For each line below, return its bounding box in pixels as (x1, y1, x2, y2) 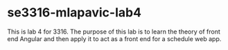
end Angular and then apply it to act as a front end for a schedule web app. (7, 34, 222, 42)
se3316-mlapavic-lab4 (7, 5, 142, 21)
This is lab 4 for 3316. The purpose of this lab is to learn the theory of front (7, 27, 220, 36)
